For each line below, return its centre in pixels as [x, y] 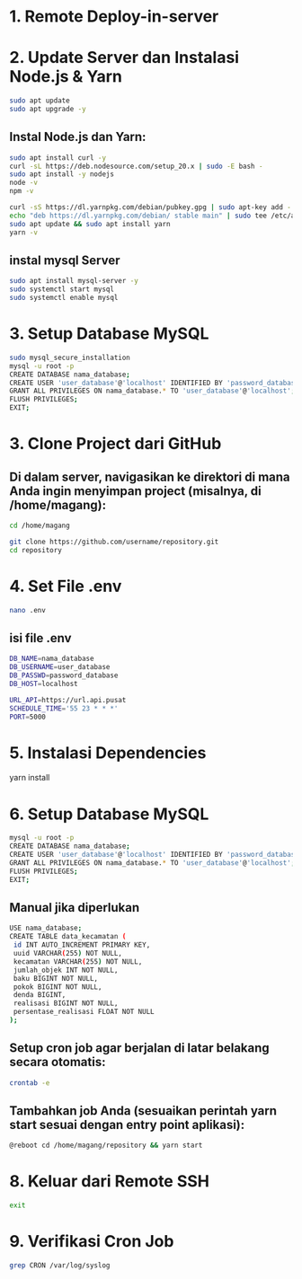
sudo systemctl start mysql [62, 289]
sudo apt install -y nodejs [62, 174]
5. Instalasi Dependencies [108, 753]
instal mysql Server [65, 260]
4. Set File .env [66, 586]
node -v [24, 183]
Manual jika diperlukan [75, 908]
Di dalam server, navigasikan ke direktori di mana [150, 476]
